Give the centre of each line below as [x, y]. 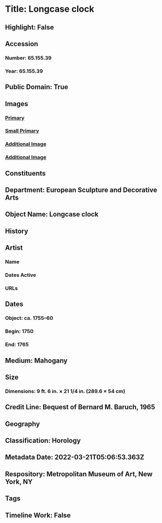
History [17, 231]
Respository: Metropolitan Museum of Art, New [79, 474]
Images [17, 104]
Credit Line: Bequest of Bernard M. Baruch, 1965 [80, 407]
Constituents [25, 173]
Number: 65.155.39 [28, 58]
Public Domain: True [37, 87]
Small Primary [22, 131]
